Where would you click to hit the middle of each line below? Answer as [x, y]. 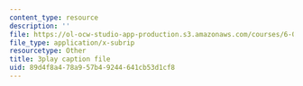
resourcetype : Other [48, 51]
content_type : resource [54, 17]
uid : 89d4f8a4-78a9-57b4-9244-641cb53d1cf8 [92, 68]
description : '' [40, 26]
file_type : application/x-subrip [72, 43]
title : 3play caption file [60, 59]
